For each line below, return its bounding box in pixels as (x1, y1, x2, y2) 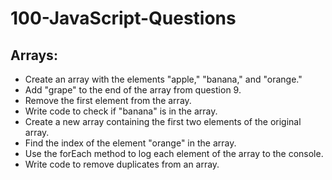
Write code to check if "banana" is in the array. (24, 105, 218, 117)
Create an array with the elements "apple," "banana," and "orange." (24, 73, 303, 85)
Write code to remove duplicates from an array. (24, 158, 220, 170)
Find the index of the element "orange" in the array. (24, 137, 237, 149)
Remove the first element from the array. (24, 95, 192, 106)
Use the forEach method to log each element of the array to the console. (24, 148, 324, 159)
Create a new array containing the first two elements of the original (24, 116, 302, 127)
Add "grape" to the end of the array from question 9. (24, 84, 242, 96)
